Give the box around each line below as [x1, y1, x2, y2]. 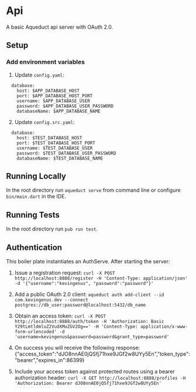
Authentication [6, 242, 63, 252]
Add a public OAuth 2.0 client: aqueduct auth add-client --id [14, 291, 164, 298]
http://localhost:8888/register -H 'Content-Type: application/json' [14, 276, 188, 281]
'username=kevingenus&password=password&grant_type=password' [14, 334, 170, 340]
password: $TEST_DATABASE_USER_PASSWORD [16, 150, 116, 156]
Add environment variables [6, 58, 85, 66]
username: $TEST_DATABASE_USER [16, 145, 93, 151]
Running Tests [6, 209, 60, 220]
